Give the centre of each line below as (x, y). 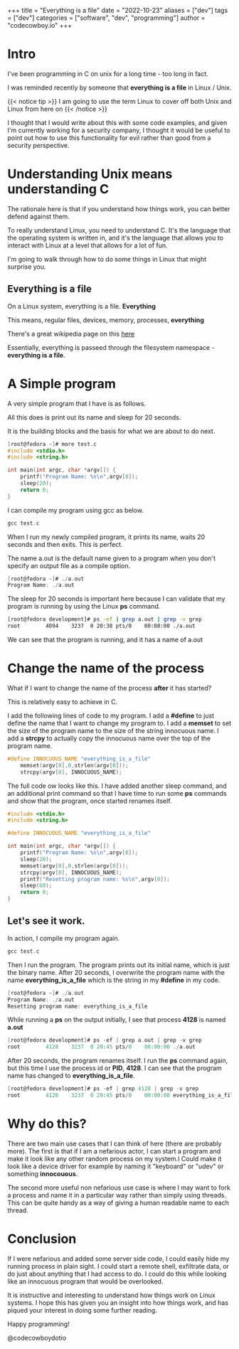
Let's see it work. (46, 921)
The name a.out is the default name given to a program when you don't (111, 558)
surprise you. (27, 267)
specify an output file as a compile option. (69, 565)
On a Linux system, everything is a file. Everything (82, 306)
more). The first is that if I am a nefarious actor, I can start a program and (114, 1151)
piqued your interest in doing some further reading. (83, 1310)
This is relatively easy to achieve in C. (63, 702)
